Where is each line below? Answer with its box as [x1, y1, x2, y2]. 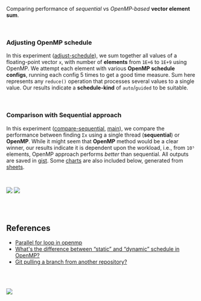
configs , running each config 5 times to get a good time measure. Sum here [6, 71, 196, 79]
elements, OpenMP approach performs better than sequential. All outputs [6, 150, 189, 158]
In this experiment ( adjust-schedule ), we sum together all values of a [6, 52, 177, 59]
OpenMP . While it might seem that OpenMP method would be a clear [6, 137, 179, 144]
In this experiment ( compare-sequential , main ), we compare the [6, 125, 165, 132]
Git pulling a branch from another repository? [14, 258, 127, 265]
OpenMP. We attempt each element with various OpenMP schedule [6, 65, 175, 72]
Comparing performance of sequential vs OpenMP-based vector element [6, 5, 190, 12]
